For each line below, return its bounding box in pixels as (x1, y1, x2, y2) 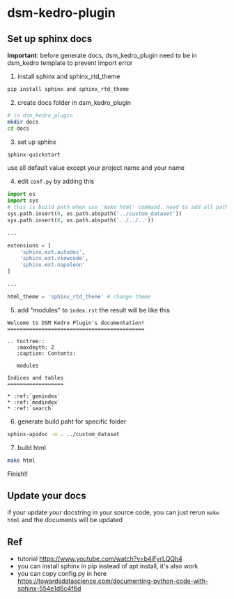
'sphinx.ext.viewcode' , (19, 255, 89, 262)
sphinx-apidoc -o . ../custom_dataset (7, 431, 120, 438)
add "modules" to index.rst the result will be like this (17, 305, 171, 314)
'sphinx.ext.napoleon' (19, 261, 86, 268)
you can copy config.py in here (17, 570, 107, 578)
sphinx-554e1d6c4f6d (17, 584, 81, 593)
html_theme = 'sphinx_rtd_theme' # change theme (7, 293, 151, 300)
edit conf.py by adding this (17, 177, 95, 186)
